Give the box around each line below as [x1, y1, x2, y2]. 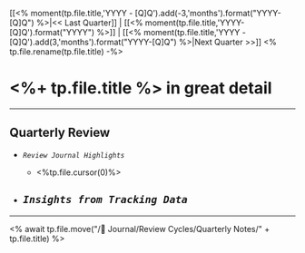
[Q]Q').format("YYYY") [9, 27, 95, 37]
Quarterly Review [9, 125, 111, 141]
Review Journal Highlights [22, 151, 125, 160]
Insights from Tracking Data [22, 193, 188, 207]
